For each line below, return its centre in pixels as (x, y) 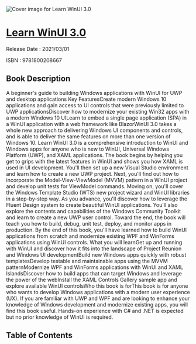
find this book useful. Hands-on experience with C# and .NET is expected (95, 311)
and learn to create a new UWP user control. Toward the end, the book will (96, 217)
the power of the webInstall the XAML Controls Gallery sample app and (92, 280)
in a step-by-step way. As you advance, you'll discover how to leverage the (97, 199)
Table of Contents (39, 336)
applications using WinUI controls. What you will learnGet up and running (94, 242)
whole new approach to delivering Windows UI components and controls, (94, 130)
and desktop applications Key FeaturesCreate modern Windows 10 (86, 99)
